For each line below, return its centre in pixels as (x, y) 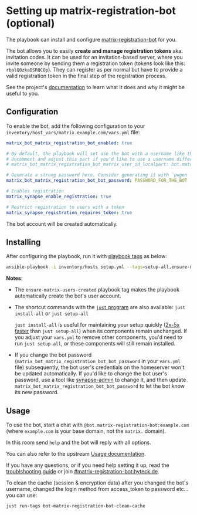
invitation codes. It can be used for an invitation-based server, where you (94, 57)
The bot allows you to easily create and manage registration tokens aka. (94, 50)
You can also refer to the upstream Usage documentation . (76, 454)
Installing (23, 242)
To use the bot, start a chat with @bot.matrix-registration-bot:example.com (98, 425)
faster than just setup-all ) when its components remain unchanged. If (101, 331)
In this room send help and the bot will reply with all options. (79, 442)
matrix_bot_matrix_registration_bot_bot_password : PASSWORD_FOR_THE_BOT (97, 181)
